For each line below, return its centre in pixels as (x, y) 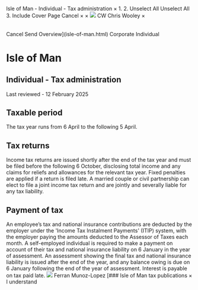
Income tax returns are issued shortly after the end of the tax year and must (99, 160)
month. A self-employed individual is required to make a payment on (90, 243)
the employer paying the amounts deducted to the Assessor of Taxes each (97, 237)
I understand (22, 282)
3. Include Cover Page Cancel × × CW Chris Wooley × (76, 15)
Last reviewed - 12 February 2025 (47, 94)
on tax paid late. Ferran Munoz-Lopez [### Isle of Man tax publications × (99, 276)
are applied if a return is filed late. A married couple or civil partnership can (98, 179)
